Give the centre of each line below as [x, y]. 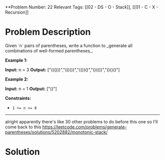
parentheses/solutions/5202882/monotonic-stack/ [56, 132]
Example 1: [16, 60]
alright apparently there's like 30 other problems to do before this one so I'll [82, 121]
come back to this [23, 127]
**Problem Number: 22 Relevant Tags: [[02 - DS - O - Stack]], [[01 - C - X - [82, 7]
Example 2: [17, 79]
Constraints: [18, 98]
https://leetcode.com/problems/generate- [85, 127]
